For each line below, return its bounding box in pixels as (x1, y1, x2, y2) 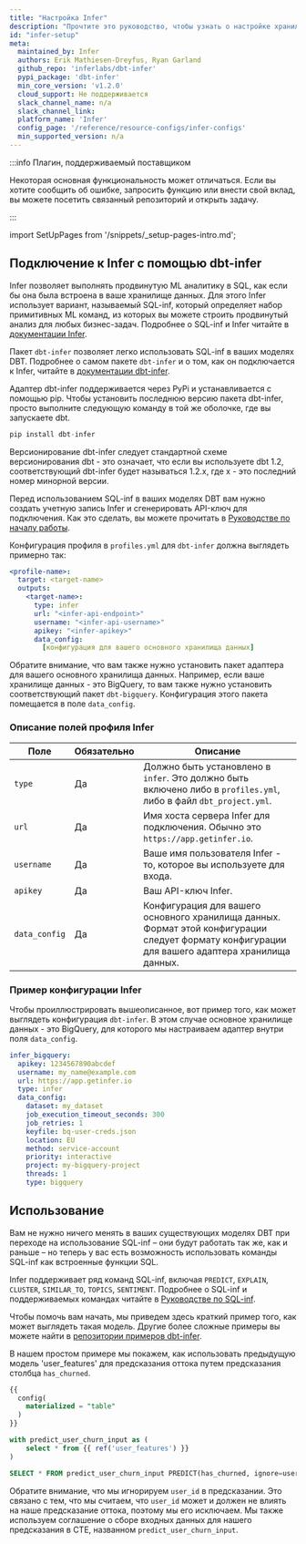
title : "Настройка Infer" (9, 13, 107, 23)
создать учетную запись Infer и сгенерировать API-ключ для (9, 502, 248, 513)
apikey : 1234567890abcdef (17, 1059, 117, 1068)
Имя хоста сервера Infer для (143, 808, 270, 821)
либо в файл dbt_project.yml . (143, 794, 272, 807)
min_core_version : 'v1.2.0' (17, 81, 125, 90)
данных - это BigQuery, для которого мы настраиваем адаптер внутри (9, 1023, 284, 1034)
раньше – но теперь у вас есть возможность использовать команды (9, 1246, 278, 1258)
